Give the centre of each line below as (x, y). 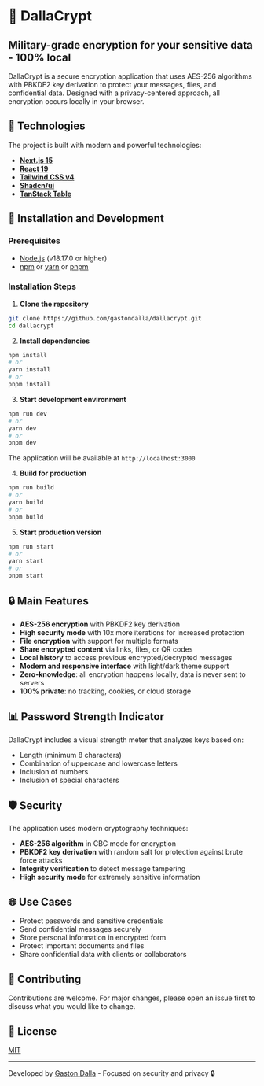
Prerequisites (34, 241)
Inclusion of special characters (69, 780)
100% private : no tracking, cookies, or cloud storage (105, 691)
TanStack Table (46, 194)
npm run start (31, 546)
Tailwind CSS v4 (47, 177)
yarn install (29, 370)
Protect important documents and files (82, 946)
